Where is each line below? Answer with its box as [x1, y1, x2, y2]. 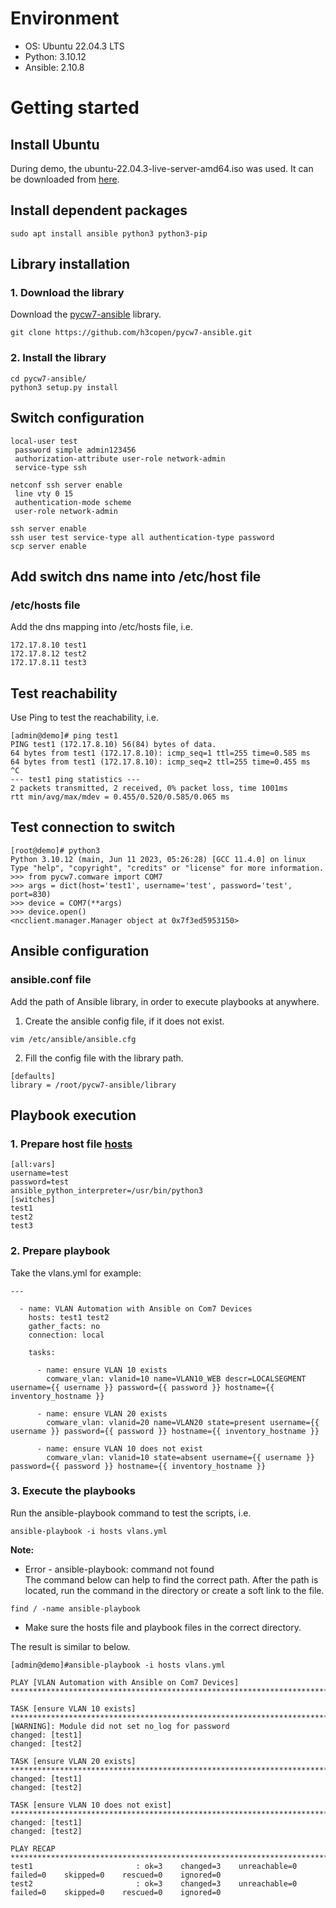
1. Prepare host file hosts [10, 1137, 133, 1151]
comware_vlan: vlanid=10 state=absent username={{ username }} [46, 1452, 315, 1462]
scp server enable [10, 541, 87, 551]
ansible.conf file [10, 973, 92, 987]
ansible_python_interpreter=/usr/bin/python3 [10, 1186, 203, 1196]
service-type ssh [14, 462, 87, 472]
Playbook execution [10, 1107, 137, 1124]
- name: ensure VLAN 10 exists [36, 1365, 168, 1375]
